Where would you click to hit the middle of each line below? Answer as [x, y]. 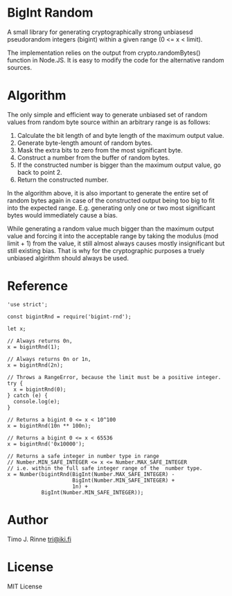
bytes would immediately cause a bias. [62, 215]
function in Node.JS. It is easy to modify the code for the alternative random [116, 60]
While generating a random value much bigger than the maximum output [111, 228]
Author [28, 520]
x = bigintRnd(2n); [35, 365]
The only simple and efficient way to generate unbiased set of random [107, 114]
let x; [17, 328]
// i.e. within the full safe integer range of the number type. [105, 468]
